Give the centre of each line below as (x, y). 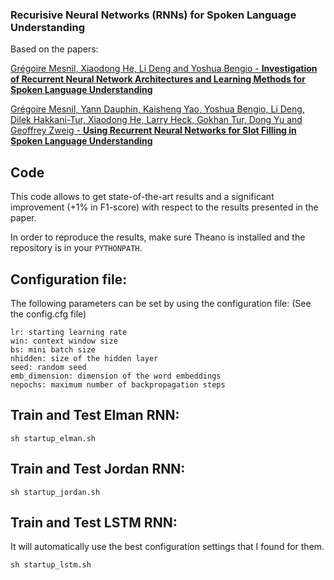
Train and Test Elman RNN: (95, 415)
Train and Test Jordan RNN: (98, 469)
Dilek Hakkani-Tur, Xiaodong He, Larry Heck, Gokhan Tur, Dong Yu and (156, 120)
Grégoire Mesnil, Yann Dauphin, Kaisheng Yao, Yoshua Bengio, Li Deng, (157, 109)
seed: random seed (48, 367)
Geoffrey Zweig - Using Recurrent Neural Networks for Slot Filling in (153, 130)
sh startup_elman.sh (53, 438)
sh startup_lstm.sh (51, 565)
